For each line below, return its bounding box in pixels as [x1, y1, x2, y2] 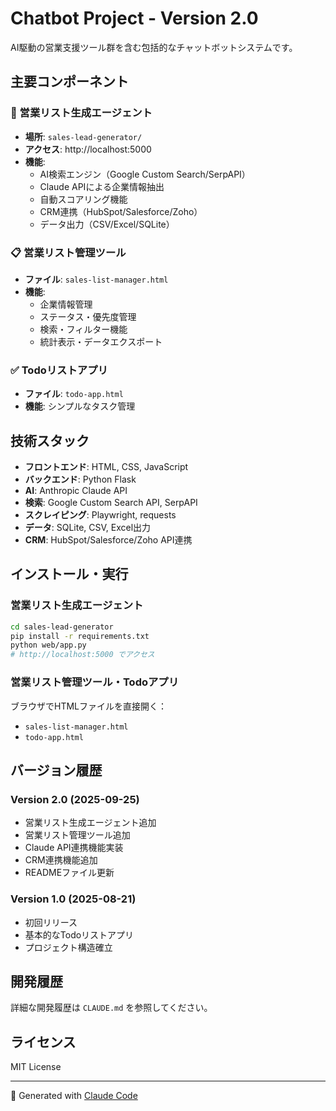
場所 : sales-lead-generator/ [24, 130, 143, 142]
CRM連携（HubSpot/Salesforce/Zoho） [39, 205, 203, 217]
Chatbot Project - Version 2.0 [10, 7, 259, 30]
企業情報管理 [39, 298, 93, 310]
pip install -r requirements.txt [10, 631, 150, 641]
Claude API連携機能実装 [24, 842, 124, 854]
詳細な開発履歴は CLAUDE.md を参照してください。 [10, 1002, 213, 1014]
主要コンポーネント [10, 73, 129, 91]
